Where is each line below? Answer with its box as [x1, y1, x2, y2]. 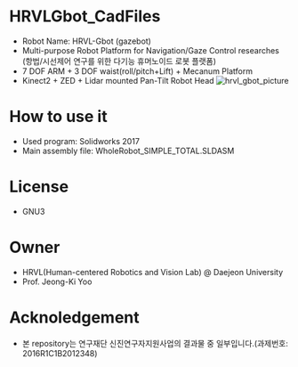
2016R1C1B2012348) [21, 347, 98, 358]
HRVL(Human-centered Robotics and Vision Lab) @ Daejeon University [21, 266, 284, 277]
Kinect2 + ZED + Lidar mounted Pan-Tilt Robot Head [21, 75, 215, 86]
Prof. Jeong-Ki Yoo [21, 276, 93, 287]
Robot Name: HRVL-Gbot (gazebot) [21, 36, 151, 46]
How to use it [9, 107, 109, 126]
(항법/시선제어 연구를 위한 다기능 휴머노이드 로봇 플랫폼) [21, 55, 216, 66]
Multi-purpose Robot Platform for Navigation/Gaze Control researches [21, 45, 280, 55]
